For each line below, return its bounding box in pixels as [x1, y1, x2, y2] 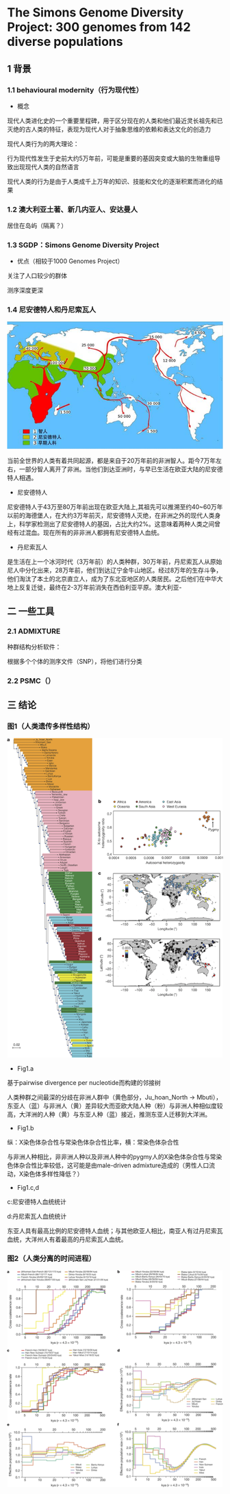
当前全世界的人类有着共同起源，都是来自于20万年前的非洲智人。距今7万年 [7, 457, 216, 465]
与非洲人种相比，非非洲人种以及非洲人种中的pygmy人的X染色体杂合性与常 [7, 1152, 216, 1160]
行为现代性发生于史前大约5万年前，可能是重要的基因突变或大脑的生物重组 [7, 154, 215, 162]
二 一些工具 [7, 605, 55, 617]
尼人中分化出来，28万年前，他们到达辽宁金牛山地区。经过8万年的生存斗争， [7, 567, 222, 575]
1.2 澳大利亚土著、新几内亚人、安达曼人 [7, 204, 138, 214]
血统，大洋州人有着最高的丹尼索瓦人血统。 [7, 1235, 127, 1243]
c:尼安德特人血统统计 [7, 1197, 67, 1206]
